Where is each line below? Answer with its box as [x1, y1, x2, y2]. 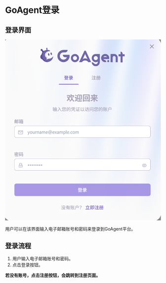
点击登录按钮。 [12, 262, 43, 268]
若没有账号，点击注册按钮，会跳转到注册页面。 [5, 273, 100, 279]
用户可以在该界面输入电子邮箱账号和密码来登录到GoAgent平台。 [5, 226, 136, 232]
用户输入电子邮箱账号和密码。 [12, 256, 73, 262]
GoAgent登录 [5, 4, 60, 16]
